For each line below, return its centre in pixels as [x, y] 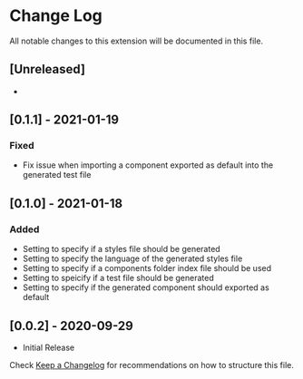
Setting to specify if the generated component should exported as [146, 287]
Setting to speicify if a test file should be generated [118, 278]
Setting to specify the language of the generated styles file [132, 258]
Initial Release [49, 347]
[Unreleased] [48, 69]
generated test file [57, 175]
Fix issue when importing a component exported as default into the [148, 165]
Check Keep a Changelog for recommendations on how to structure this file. [152, 364]
